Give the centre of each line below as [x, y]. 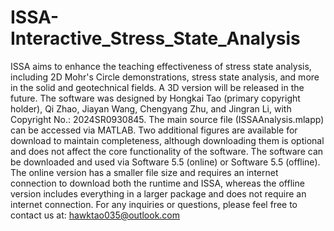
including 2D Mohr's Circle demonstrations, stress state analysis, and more [165, 77]
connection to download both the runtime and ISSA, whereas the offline [157, 183]
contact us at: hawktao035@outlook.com [95, 215]
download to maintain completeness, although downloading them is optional [167, 140]
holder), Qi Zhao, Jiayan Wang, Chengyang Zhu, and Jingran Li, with [151, 108]
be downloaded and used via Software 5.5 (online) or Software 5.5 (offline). [165, 162]
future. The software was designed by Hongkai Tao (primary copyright [155, 98]
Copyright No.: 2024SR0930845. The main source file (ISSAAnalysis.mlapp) [167, 119]
